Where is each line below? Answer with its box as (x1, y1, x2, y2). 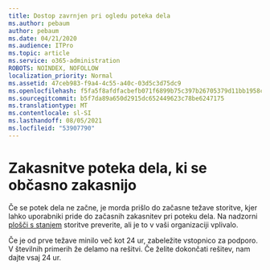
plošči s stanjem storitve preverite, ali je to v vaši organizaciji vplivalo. (8, 219, 239, 230)
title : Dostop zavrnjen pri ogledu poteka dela (8, 11, 171, 20)
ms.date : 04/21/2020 (8, 34, 78, 43)
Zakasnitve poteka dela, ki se (8, 159, 207, 177)
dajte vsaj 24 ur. (8, 252, 62, 262)
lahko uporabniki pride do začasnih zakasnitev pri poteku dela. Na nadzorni (8, 211, 258, 221)
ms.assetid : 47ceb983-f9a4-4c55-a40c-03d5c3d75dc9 (8, 79, 182, 87)
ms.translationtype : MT (8, 102, 88, 110)
